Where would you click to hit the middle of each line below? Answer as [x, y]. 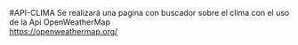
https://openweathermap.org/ [64, 31]
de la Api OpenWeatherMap [60, 22]
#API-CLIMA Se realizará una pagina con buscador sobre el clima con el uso [149, 13]
